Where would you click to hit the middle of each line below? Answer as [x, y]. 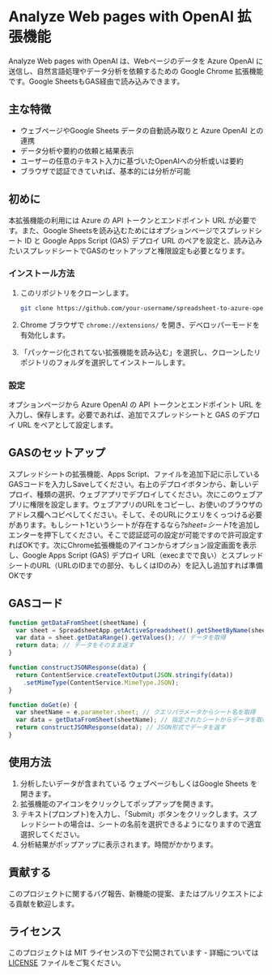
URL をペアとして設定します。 [68, 425]
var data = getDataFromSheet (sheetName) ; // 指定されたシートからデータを [136, 720]
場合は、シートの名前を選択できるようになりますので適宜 [166, 824]
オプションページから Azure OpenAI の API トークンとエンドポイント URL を [135, 405]
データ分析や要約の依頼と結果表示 [77, 150]
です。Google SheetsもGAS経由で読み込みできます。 [96, 81]
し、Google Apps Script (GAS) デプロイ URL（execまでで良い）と [118, 555]
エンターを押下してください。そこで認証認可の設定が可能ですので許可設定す [136, 535]
